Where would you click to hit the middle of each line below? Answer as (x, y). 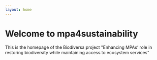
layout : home (18, 10)
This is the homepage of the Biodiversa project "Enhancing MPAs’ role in (79, 47)
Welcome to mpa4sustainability (72, 33)
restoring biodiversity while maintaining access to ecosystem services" (77, 52)
